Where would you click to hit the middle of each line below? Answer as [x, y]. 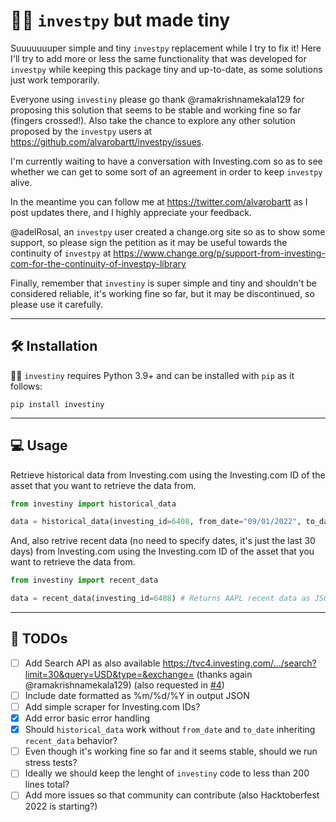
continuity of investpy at [61, 253]
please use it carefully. [57, 304]
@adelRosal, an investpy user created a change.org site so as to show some [168, 231]
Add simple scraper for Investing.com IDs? [112, 707]
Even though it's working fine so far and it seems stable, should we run [171, 751]
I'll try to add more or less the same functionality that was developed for [158, 58]
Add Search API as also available [92, 663]
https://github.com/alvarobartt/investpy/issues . [107, 141]
